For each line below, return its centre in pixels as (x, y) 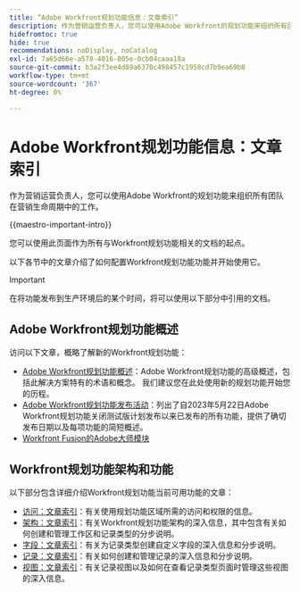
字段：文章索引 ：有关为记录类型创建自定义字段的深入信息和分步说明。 (151, 545)
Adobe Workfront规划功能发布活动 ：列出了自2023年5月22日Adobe (146, 405)
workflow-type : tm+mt (50, 76)
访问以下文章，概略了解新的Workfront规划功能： (98, 353)
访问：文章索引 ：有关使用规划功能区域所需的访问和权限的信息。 (139, 512)
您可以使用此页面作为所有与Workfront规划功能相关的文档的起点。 (129, 243)
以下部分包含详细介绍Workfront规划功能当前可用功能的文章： (122, 493)
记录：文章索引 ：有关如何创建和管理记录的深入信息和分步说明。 (139, 556)
